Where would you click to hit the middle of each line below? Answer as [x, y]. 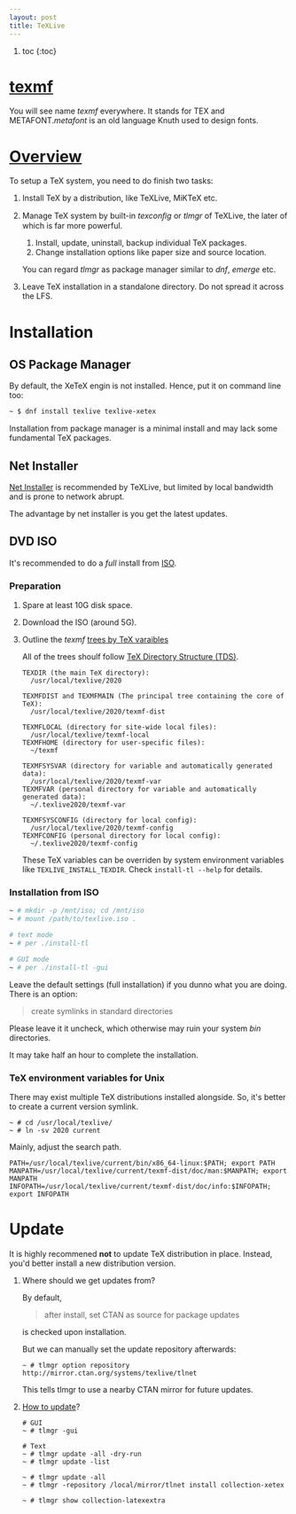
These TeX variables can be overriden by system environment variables [153, 860]
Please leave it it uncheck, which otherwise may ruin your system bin [135, 1028]
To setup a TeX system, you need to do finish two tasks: [111, 181]
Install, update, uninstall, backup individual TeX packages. [141, 243]
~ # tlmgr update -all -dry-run [82, 1454]
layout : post [33, 17]
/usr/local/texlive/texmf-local [90, 735]
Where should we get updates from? [89, 1280]
